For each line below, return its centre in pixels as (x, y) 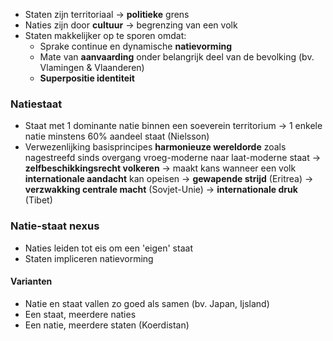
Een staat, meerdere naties (80, 314)
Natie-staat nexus (55, 226)
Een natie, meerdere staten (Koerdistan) (107, 325)
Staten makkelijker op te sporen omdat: (105, 35)
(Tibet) (38, 200)
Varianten (31, 281)
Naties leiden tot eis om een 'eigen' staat (108, 248)
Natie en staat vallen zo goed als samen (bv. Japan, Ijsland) (147, 303)
